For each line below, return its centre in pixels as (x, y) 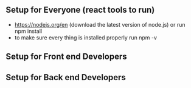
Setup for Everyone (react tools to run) (80, 10)
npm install (28, 31)
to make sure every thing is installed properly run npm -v (86, 37)
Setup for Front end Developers (66, 57)
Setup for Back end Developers (66, 77)
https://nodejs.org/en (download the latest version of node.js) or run (100, 24)
